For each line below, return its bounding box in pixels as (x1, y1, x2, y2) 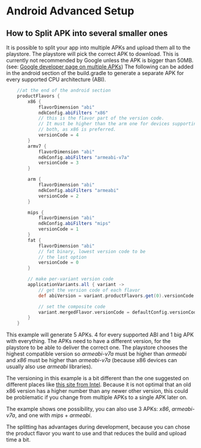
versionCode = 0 (38, 260, 79, 266)
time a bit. (6, 436, 31, 443)
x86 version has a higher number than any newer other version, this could (6, 387, 188, 395)
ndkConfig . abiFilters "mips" (38, 221, 111, 227)
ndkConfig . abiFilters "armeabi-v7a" (38, 154, 130, 160)
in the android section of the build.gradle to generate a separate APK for (6, 70, 184, 76)
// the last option (38, 254, 87, 260)
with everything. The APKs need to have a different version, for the (6, 338, 171, 345)
